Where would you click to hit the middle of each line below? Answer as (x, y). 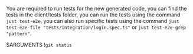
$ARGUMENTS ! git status (39, 45)
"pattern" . (19, 33)
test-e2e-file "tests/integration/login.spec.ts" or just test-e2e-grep (96, 27)
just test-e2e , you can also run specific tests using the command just (93, 21)
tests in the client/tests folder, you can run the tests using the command (93, 15)
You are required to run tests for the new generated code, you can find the (97, 9)
